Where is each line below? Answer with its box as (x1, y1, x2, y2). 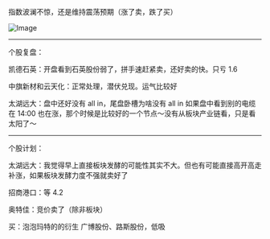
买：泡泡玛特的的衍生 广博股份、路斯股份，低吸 (8, 222, 166, 231)
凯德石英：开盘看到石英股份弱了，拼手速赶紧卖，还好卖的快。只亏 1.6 (8, 64, 238, 74)
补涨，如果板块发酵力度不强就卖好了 (8, 171, 129, 179)
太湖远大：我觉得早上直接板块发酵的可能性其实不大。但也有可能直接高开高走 (8, 160, 262, 170)
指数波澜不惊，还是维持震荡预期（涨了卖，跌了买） (8, 7, 178, 16)
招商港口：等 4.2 (8, 187, 64, 197)
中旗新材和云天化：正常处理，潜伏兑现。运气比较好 (8, 81, 178, 91)
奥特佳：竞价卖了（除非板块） (8, 204, 107, 214)
